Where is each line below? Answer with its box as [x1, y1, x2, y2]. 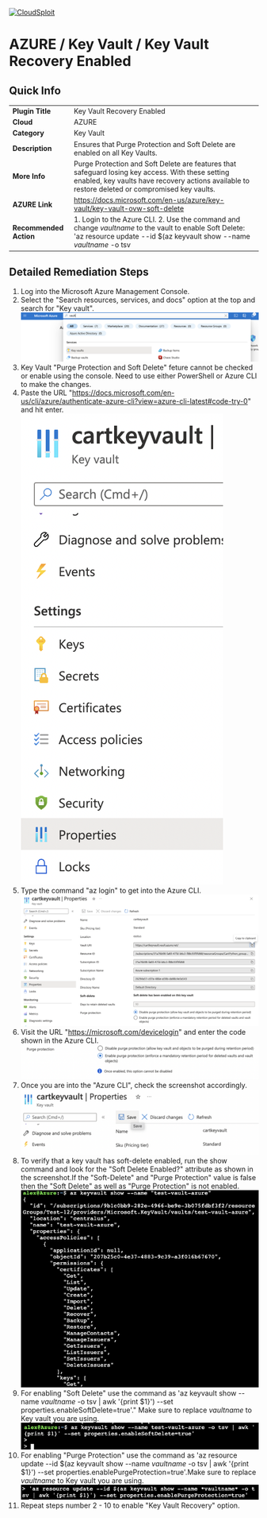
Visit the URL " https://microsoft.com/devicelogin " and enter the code [20, 1028, 246, 1037]
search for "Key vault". [20, 303, 94, 313]
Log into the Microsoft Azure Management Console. [20, 286, 190, 296]
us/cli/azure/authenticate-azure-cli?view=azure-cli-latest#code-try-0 [20, 397, 248, 406]
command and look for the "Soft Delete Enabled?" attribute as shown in [20, 1164, 254, 1174]
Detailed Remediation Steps [9, 265, 149, 279]
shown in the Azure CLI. [20, 1036, 99, 1045]
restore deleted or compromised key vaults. [73, 184, 216, 194]
